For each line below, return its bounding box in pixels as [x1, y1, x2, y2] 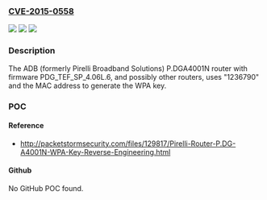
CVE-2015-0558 [8, 6, 74, 17]
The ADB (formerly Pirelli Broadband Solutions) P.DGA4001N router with [8, 63, 248, 73]
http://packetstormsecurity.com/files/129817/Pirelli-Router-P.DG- [19, 139, 236, 148]
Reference [8, 121, 44, 131]
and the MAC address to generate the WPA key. [8, 81, 167, 90]
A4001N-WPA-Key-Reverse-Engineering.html [19, 147, 171, 156]
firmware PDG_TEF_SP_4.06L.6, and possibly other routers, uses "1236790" [8, 72, 260, 81]
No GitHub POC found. [8, 183, 84, 193]
